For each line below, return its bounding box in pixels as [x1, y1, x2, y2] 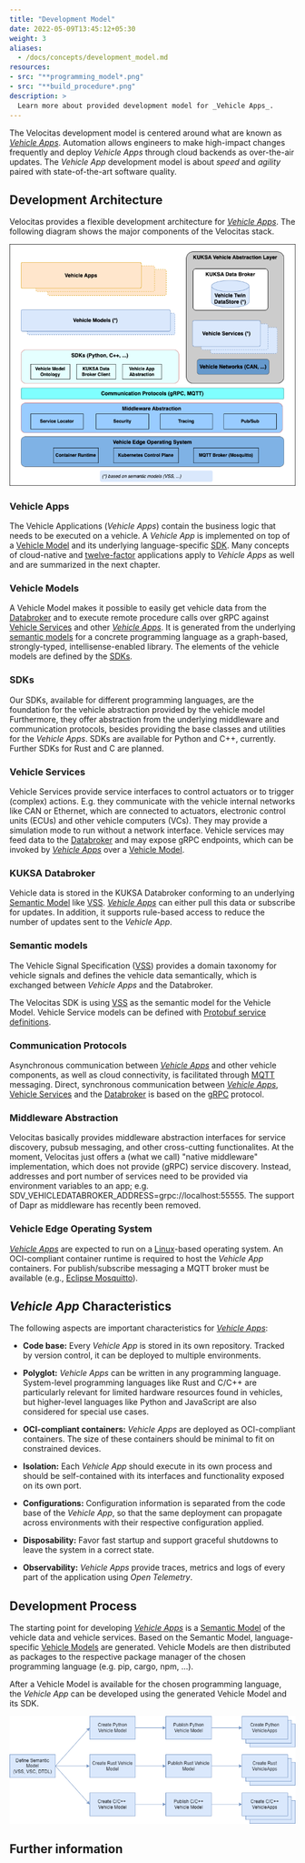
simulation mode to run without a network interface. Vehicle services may [9, 825, 285, 836]
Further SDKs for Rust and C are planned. [9, 743, 165, 754]
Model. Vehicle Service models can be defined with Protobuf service [9, 1007, 266, 1018]
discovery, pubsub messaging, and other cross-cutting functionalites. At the [9, 1142, 294, 1153]
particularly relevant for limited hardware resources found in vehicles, [22, 1387, 283, 1398]
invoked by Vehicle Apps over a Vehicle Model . [9, 845, 185, 856]
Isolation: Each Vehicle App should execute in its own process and [22, 1461, 272, 1472]
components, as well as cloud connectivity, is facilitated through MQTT [9, 1069, 275, 1080]
